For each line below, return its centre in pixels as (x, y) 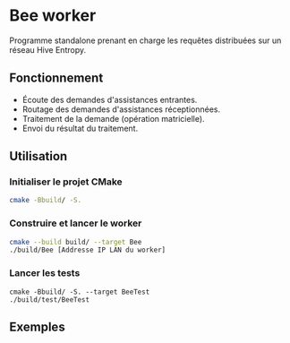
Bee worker (53, 16)
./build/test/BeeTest (50, 300)
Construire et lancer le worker (76, 223)
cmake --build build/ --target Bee (76, 242)
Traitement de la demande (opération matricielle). (113, 118)
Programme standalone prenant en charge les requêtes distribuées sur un (145, 40)
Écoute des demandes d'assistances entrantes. (110, 99)
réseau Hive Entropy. (48, 49)
